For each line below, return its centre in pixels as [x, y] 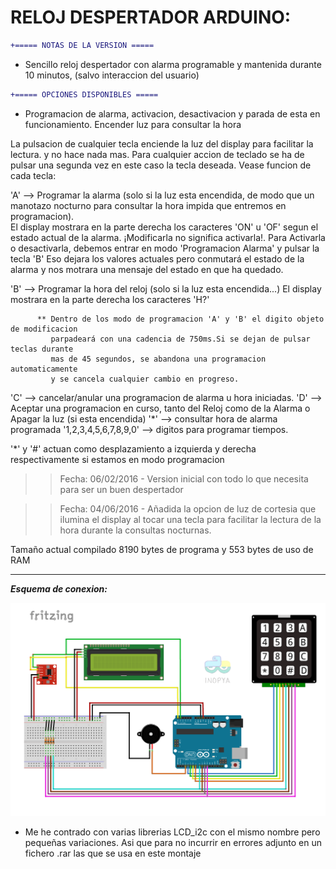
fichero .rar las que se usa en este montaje [113, 853]
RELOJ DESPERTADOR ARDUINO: [151, 17]
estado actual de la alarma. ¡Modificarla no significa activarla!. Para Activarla [168, 237]
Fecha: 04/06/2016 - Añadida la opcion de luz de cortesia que [188, 508]
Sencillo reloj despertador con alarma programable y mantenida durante [173, 64]
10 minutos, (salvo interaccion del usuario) [112, 75]
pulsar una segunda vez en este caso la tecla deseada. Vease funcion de [161, 165]
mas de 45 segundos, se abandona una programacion [158, 359]
